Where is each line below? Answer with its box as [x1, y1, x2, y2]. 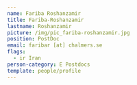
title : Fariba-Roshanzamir [7, 16, 84, 23]
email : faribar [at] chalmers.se [7, 42, 103, 49]
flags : [7, 49, 26, 56]
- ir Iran [13, 55, 41, 62]
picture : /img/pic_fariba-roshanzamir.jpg [7, 29, 130, 36]
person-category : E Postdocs [7, 61, 90, 68]
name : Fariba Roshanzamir [7, 10, 81, 17]
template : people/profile [7, 67, 81, 74]
